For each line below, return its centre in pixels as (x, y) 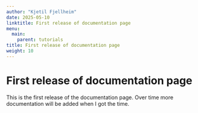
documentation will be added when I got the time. (68, 103)
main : (19, 34)
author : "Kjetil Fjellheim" (42, 12)
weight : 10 (20, 51)
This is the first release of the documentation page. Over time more (90, 97)
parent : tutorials (40, 40)
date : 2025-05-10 (28, 17)
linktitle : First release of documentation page (69, 23)
